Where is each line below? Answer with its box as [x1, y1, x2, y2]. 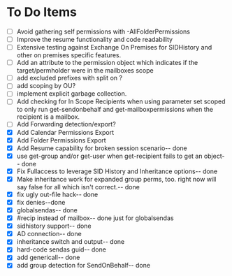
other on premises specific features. [16, 51, 122, 59]
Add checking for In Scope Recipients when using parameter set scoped [16, 97, 226, 106]
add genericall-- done [16, 253, 80, 262]
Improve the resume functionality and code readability [16, 36, 173, 43]
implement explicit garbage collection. [16, 89, 127, 98]
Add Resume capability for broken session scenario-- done [16, 144, 188, 152]
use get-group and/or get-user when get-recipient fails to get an [16, 152, 203, 160]
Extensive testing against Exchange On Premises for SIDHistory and [16, 43, 212, 52]
